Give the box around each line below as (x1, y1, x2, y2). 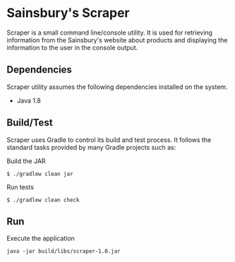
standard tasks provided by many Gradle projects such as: (6, 143, 176, 151)
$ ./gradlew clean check (6, 196, 80, 203)
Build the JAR (6, 157, 47, 165)
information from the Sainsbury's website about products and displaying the (6, 35, 228, 44)
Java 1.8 (16, 96, 42, 105)
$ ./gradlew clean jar (6, 170, 73, 177)
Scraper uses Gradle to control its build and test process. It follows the (6, 136, 212, 144)
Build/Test (6, 117, 54, 129)
